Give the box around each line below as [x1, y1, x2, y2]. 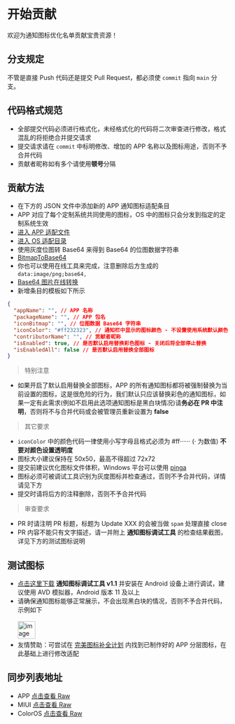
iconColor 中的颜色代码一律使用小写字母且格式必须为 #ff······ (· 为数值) [17, 437, 219, 445]
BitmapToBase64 [17, 253, 67, 262]
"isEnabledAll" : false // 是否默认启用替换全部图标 [13, 346, 155, 354]
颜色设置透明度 [29, 446, 73, 454]
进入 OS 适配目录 [17, 237, 67, 245]
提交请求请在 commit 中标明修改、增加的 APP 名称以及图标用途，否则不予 [17, 141, 227, 151]
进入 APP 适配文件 [17, 228, 71, 237]
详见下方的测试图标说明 [17, 537, 85, 545]
